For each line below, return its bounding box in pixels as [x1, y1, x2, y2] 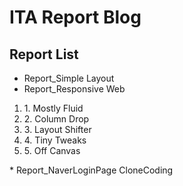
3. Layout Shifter [23, 124, 92, 135]
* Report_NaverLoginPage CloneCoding [9, 164, 174, 176]
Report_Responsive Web [23, 83, 126, 95]
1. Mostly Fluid [23, 102, 84, 114]
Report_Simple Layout [23, 72, 115, 84]
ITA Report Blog [9, 6, 142, 29]
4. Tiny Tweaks [23, 134, 87, 146]
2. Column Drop [23, 113, 90, 125]
